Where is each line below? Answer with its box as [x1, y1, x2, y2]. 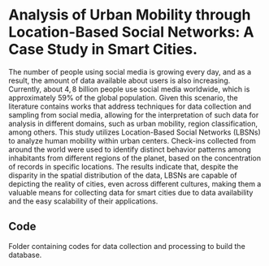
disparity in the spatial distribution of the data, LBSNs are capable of [8, 170, 237, 180]
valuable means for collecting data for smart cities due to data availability [8, 187, 254, 197]
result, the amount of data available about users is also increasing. [8, 75, 231, 85]
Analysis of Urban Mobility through [8, 6, 251, 24]
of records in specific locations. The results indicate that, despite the [8, 161, 239, 171]
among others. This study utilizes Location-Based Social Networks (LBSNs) [8, 127, 262, 137]
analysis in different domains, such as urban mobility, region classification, [8, 118, 258, 128]
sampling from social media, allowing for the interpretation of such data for [8, 109, 259, 119]
